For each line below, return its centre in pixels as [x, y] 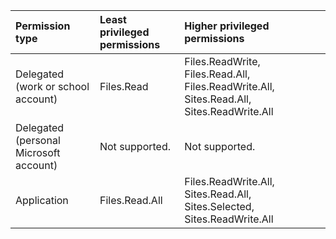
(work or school [52, 86]
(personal [38, 140]
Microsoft [38, 152]
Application [42, 200]
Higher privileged [227, 26]
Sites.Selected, [219, 206]
